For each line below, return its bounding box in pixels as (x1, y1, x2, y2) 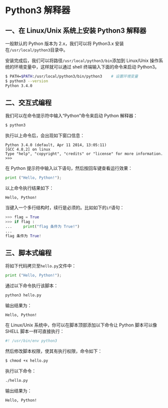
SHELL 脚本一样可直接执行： (5, 328, 64, 334)
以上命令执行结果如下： (5, 185, 54, 191)
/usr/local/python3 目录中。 (10, 47, 68, 53)
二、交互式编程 (5, 99, 52, 107)
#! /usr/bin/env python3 (5, 338, 57, 344)
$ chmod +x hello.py (5, 358, 49, 363)
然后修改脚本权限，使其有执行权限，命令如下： (5, 348, 102, 354)
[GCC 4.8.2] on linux (5, 147, 51, 152)
